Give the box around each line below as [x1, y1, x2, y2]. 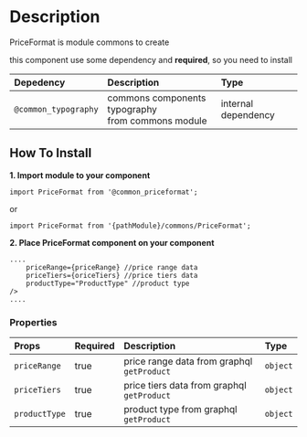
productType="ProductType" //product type [26, 279, 190, 288]
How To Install [9, 145, 92, 161]
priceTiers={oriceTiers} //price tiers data [26, 271, 198, 280]
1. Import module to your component [9, 169, 151, 180]
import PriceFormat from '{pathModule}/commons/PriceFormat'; [9, 221, 251, 230]
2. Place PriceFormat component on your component [9, 237, 215, 248]
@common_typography [14, 103, 99, 114]
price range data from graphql [123, 355, 253, 368]
